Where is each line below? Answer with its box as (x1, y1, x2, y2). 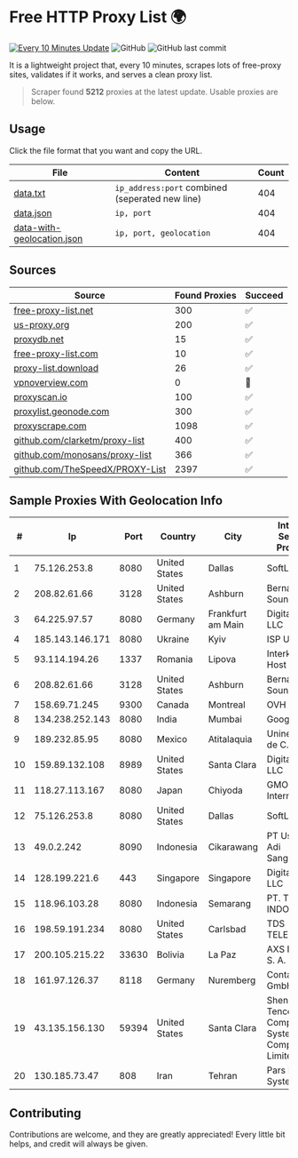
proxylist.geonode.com (13, 405, 110, 418)
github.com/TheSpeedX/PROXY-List (13, 463, 167, 475)
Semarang (208, 898, 251, 910)
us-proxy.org (13, 318, 70, 331)
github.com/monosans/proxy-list (13, 448, 153, 460)
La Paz (208, 948, 237, 961)
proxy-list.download (13, 362, 99, 374)
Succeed (245, 289, 284, 301)
